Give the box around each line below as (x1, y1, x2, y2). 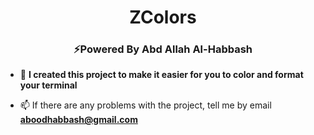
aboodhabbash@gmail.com (19, 114, 138, 126)
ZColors (129, 6, 197, 29)
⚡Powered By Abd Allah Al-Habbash (73, 42, 253, 56)
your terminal (19, 79, 78, 91)
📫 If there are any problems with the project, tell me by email (19, 99, 272, 111)
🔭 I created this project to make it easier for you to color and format (19, 69, 304, 81)
